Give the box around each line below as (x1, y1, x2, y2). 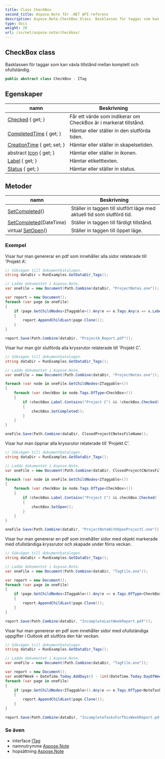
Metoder (5, 182, 32, 190)
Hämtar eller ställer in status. (69, 165, 136, 172)
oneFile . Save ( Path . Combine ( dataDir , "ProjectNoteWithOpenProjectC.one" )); (5, 527, 162, 532)
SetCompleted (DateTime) (7, 219, 67, 226)
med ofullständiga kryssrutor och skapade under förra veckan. (5, 541, 132, 547)
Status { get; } (7, 165, 39, 172)
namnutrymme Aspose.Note (12, 743, 70, 749)
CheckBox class (5, 48, 55, 57)
